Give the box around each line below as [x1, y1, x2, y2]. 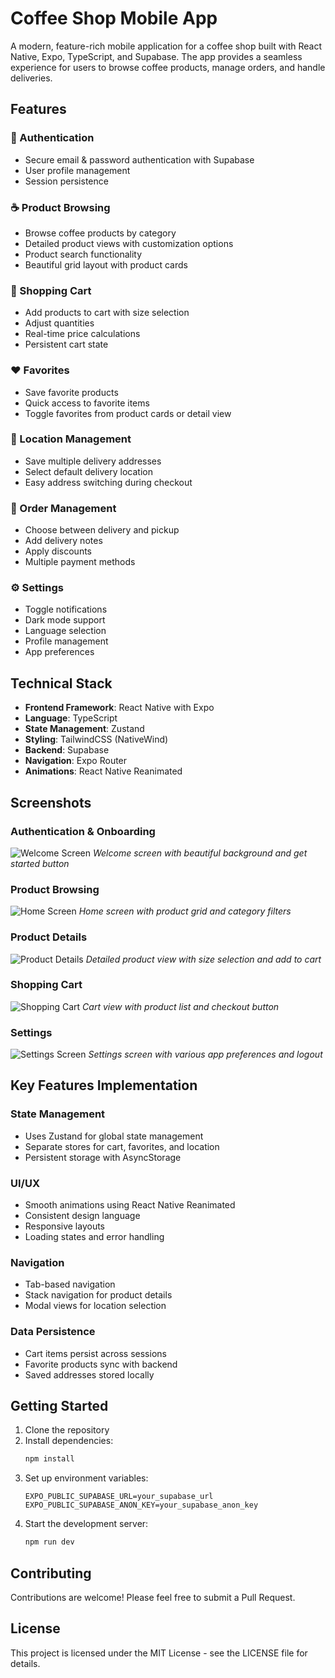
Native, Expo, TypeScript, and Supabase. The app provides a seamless [10, 50, 303, 62]
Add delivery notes [24, 535, 103, 547]
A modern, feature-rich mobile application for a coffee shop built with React [10, 40, 322, 52]
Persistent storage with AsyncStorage [24, 1151, 182, 1163]
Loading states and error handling [24, 1231, 165, 1243]
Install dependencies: [24, 1435, 114, 1447]
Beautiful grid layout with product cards [24, 258, 188, 271]
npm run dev [24, 1537, 75, 1547]
